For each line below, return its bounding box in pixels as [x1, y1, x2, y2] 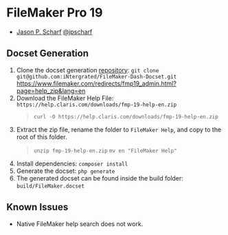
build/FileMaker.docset [16, 183, 85, 190]
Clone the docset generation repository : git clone [16, 65, 159, 74]
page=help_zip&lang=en [16, 86, 86, 94]
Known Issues [6, 201, 69, 213]
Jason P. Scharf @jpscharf [16, 28, 93, 36]
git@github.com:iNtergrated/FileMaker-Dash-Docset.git [16, 73, 177, 80]
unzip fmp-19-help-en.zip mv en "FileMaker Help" [33, 147, 177, 154]
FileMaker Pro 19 [6, 5, 103, 21]
